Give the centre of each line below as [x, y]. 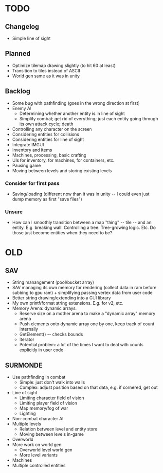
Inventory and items [32, 150]
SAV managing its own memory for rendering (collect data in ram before [84, 288]
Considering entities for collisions [45, 134]
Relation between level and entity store [58, 429]
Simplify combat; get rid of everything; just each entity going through [89, 118]
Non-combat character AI [38, 419]
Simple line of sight [31, 38]
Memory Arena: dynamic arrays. [44, 308]
